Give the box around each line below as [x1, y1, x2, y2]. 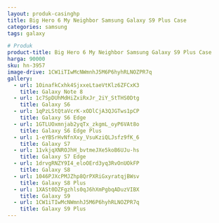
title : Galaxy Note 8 [20, 88, 83, 95]
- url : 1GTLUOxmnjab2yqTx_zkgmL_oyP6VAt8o [13, 121, 140, 128]
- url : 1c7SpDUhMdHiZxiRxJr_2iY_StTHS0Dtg [13, 95, 140, 102]
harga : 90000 [7, 55, 46, 63]
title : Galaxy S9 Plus [20, 205, 86, 212]
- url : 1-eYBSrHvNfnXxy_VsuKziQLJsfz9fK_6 [13, 134, 140, 141]
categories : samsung [7, 23, 68, 30]
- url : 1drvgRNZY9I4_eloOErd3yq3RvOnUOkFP [13, 160, 140, 167]
